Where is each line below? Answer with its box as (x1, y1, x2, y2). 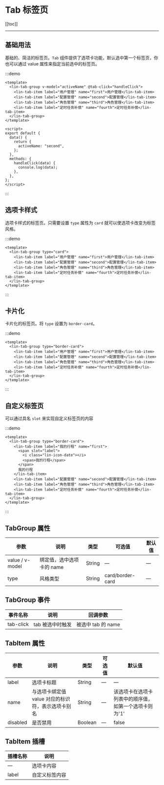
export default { (5, 130, 41, 136)
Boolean (77, 719, 97, 725)
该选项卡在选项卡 (113, 688, 153, 695)
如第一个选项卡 (113, 702, 148, 709)
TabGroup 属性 (5, 524, 50, 532)
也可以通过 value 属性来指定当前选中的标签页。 (5, 61, 100, 66)
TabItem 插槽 (5, 738, 45, 746)
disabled (7, 719, 27, 725)
